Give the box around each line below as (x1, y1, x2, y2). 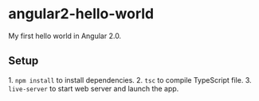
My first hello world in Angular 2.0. (8, 31, 122, 41)
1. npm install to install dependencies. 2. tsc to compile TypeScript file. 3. (8, 75, 252, 84)
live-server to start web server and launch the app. (8, 84, 179, 93)
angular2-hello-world (8, 5, 155, 23)
